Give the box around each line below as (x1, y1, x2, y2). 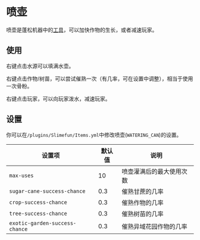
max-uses (9, 172, 34, 179)
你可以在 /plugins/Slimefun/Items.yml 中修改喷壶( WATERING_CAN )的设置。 (6, 131, 182, 138)
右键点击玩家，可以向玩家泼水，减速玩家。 (6, 95, 111, 102)
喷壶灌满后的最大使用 (121, 167, 182, 176)
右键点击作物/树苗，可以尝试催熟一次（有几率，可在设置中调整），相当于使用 (6, 75, 193, 82)
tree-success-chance (9, 210, 67, 217)
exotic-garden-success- (9, 220, 77, 226)
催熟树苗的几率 (121, 210, 164, 218)
